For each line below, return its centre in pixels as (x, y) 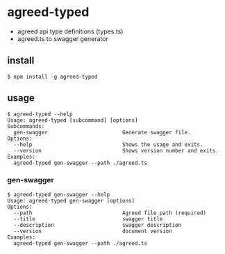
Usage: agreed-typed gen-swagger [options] (71, 200)
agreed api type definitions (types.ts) (70, 31)
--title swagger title (88, 219)
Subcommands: (26, 126)
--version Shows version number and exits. (116, 150)
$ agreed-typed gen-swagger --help (59, 195)
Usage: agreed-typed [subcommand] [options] (73, 120)
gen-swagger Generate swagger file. (102, 132)
